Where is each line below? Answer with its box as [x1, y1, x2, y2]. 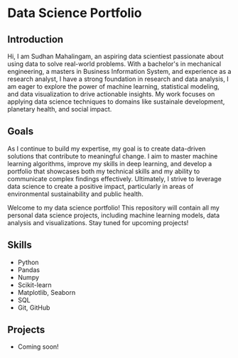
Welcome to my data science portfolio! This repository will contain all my [7, 203, 220, 212]
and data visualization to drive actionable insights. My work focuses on [7, 90, 215, 98]
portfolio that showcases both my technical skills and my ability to [7, 167, 200, 175]
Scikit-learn [17, 281, 52, 289]
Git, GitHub [17, 303, 50, 312]
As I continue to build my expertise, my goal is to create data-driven [7, 144, 206, 153]
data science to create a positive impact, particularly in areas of [7, 182, 194, 190]
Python [17, 258, 39, 266]
